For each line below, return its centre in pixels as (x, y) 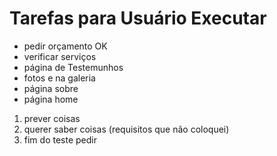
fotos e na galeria (59, 78)
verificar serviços (60, 56)
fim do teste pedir (60, 139)
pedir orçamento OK (65, 46)
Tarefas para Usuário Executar (138, 18)
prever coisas (52, 118)
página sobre (51, 88)
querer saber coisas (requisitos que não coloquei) (126, 129)
